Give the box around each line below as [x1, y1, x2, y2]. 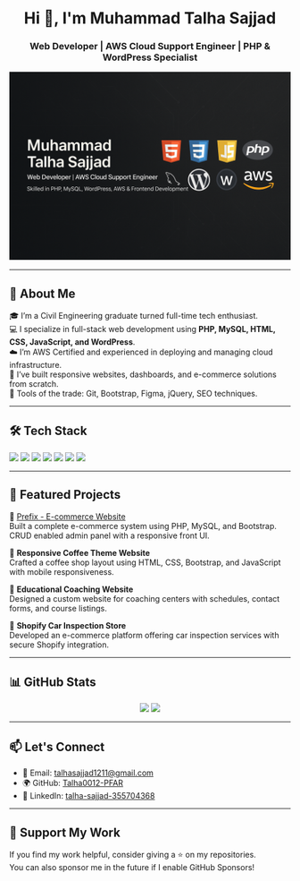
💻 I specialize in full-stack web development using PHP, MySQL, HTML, [9, 323, 276, 334]
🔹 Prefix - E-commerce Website [9, 510, 127, 522]
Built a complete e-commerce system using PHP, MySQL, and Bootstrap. [9, 520, 277, 531]
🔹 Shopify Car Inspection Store [9, 620, 127, 630]
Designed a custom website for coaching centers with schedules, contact [9, 593, 280, 603]
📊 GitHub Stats [9, 674, 96, 689]
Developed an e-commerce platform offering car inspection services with [9, 629, 279, 640]
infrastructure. [9, 359, 62, 370]
